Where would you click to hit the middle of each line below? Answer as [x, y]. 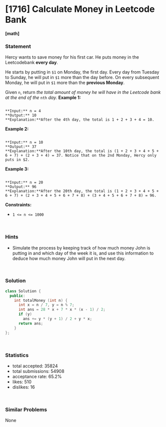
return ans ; [31, 323]
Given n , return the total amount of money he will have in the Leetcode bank [83, 92]
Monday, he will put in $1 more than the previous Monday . [65, 83]
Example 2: [17, 129]
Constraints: [18, 205]
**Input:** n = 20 [24, 182]
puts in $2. [17, 160]
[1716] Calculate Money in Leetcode [80, 9]
